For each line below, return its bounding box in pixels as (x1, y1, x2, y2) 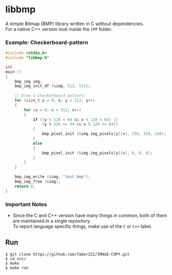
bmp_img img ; (14, 78, 43, 84)
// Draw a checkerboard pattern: (14, 93, 86, 99)
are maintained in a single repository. (12, 218, 91, 224)
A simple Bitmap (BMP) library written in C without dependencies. (5, 21, 144, 27)
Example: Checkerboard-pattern (5, 38, 88, 46)
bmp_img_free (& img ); (14, 179, 61, 184)
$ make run (5, 265, 29, 270)
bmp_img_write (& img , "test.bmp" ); (14, 174, 91, 180)
